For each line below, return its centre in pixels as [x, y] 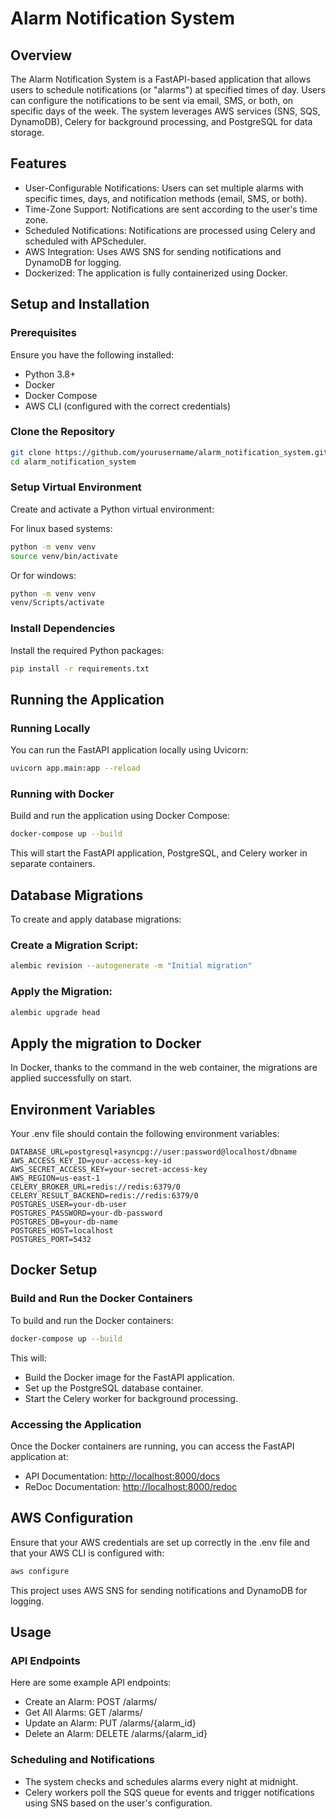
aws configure [40, 1571]
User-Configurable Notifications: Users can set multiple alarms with [164, 188]
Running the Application [87, 699]
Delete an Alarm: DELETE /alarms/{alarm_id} [116, 1734]
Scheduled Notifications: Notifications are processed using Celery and [170, 230]
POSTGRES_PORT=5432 [51, 1240]
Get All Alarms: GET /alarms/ [83, 1713]
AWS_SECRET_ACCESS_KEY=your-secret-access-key [109, 1170]
